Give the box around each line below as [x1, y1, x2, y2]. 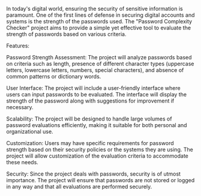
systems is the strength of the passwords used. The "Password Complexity [6, 18, 193, 25]
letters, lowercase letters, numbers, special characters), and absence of [6, 67, 184, 74]
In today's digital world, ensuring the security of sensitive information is [6, 5, 183, 12]
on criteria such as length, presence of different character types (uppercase [6, 60, 194, 67]
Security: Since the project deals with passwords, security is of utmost [6, 170, 181, 177]
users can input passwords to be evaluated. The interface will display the [6, 91, 187, 98]
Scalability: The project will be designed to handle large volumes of [6, 115, 172, 122]
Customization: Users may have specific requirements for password [6, 140, 174, 146]
